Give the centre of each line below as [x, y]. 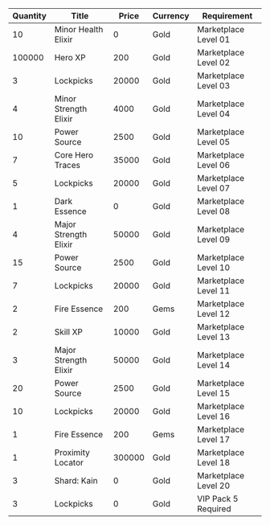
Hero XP [70, 57]
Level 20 [213, 486]
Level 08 [213, 211]
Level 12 [213, 314]
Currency [171, 16]
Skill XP [68, 332]
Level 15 [213, 393]
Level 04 [213, 114]
